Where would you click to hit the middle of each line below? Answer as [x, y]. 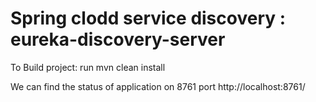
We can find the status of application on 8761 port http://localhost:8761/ [158, 86]
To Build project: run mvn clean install [88, 67]
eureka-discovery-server [118, 39]
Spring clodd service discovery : [148, 18]
